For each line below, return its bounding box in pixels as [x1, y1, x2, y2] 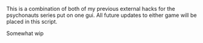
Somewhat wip [6, 30, 44, 37]
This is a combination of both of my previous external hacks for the [6, 5, 175, 12]
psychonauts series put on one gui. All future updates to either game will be [6, 12, 197, 19]
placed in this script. [6, 18, 58, 25]
